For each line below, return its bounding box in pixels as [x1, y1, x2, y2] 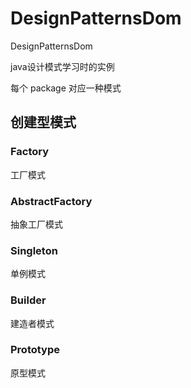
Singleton [10, 243, 58, 257]
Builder [10, 293, 47, 307]
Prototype [10, 343, 61, 357]
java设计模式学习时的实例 [10, 60, 115, 72]
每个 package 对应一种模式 [10, 82, 122, 94]
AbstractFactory [10, 194, 93, 208]
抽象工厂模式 [10, 218, 63, 230]
